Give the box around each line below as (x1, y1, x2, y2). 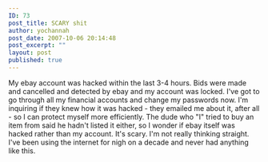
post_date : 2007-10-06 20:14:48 (8, 34, 116, 42)
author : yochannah (8, 26, 70, 34)
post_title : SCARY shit (8, 19, 88, 27)
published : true (8, 57, 62, 65)
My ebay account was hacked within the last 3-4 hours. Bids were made (8, 77, 246, 88)
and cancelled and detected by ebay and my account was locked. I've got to (8, 86, 260, 96)
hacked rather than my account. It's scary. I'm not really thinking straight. (8, 128, 250, 138)
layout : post (8, 49, 52, 57)
